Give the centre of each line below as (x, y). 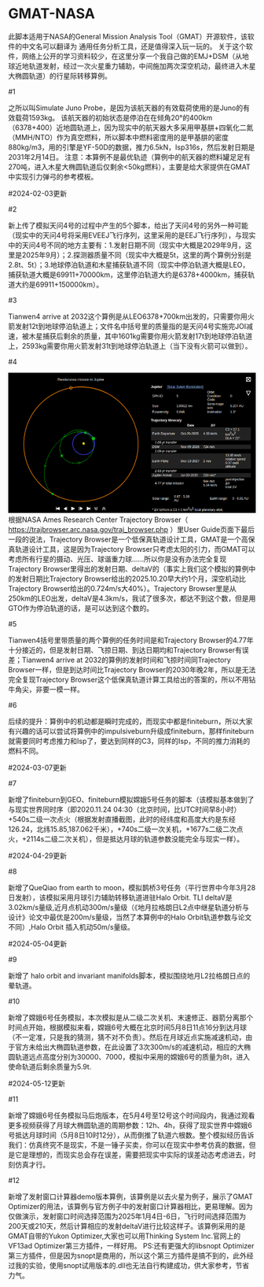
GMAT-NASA (52, 14)
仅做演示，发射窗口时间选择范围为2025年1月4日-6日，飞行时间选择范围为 (127, 1216)
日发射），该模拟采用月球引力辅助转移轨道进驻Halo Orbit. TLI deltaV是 (121, 897)
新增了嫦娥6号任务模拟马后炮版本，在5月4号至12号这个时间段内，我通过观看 (132, 1115)
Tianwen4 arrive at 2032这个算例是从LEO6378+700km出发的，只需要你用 (128, 316)
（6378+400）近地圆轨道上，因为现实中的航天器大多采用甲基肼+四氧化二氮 (131, 128)
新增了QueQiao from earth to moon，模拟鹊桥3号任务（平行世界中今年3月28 (132, 888)
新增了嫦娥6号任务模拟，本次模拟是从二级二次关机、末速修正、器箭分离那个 (131, 1018)
